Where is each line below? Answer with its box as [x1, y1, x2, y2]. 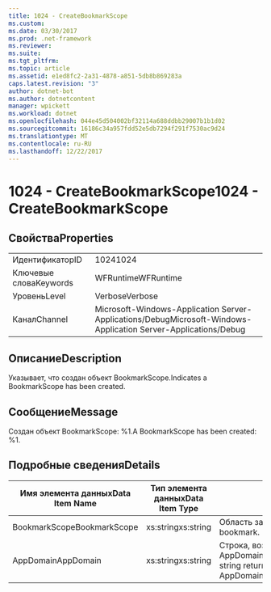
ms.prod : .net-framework [8, 34, 92, 43]
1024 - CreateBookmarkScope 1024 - [8, 182, 259, 201]
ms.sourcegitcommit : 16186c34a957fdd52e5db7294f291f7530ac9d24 [8, 125, 226, 133]
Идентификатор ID [12, 254, 83, 265]
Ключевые [12, 268, 54, 279]
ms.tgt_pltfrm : [8, 57, 60, 66]
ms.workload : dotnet [8, 110, 78, 118]
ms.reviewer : [8, 42, 52, 50]
